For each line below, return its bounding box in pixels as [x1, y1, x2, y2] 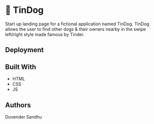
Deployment [5, 46, 44, 54]
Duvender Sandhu [5, 114, 42, 120]
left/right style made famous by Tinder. [5, 31, 85, 37]
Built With [5, 62, 36, 71]
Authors [5, 101, 31, 109]
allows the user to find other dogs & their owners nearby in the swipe [5, 26, 146, 32]
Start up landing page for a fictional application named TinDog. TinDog [5, 21, 150, 27]
